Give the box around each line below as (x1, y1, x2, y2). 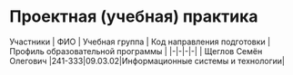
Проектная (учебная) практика (9, 6, 258, 27)
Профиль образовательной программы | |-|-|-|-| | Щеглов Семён (9, 45, 263, 56)
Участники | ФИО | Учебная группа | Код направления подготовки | (9, 36, 271, 47)
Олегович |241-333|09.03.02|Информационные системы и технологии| (9, 55, 285, 66)
